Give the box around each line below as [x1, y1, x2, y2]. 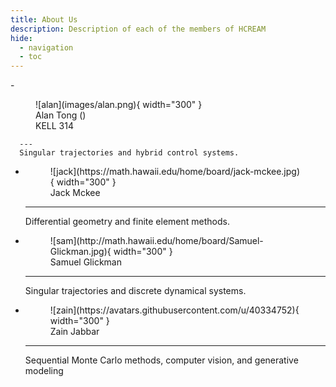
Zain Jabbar [49, 326, 100, 338]
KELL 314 [35, 120, 74, 132]
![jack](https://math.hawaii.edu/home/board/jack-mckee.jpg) [49, 166, 301, 178]
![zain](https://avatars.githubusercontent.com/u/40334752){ [49, 304, 300, 316]
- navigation [19, 42, 74, 53]
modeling [24, 365, 64, 377]
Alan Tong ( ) [35, 109, 87, 121]
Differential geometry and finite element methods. [24, 216, 230, 228]
